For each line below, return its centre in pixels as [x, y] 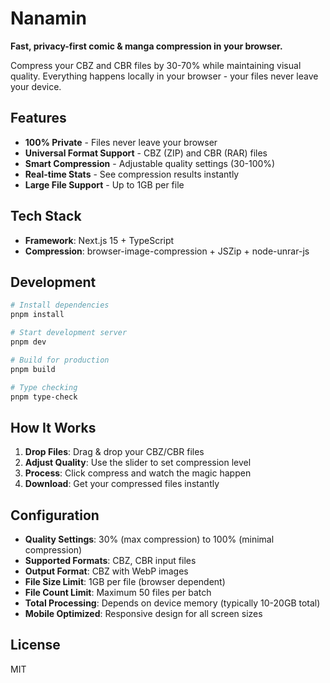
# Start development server [69, 333]
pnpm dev [28, 342]
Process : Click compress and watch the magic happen [138, 473]
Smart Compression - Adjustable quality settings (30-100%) [150, 163]
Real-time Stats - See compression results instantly [132, 174]
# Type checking [44, 387]
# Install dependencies [60, 305]
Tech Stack [46, 216]
